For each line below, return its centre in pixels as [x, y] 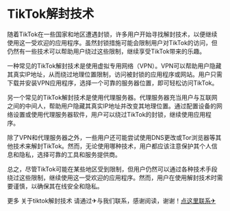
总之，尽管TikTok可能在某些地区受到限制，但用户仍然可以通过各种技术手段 [112, 169]
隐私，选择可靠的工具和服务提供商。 [70, 154]
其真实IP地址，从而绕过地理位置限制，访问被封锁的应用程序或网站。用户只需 [115, 74]
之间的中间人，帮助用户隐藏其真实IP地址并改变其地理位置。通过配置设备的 [112, 106]
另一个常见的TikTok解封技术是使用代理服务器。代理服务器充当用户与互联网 [112, 97]
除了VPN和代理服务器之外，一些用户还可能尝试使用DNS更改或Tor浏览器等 [111, 137]
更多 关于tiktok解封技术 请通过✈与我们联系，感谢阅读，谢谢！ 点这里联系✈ [112, 200]
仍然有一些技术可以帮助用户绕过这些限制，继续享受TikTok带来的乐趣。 [106, 51]
